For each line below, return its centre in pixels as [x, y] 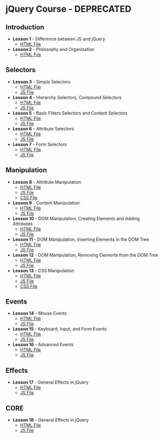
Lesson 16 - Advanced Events [43, 345]
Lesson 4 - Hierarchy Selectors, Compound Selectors [67, 97]
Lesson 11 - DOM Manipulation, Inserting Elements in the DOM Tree [81, 239]
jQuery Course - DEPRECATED [68, 9]
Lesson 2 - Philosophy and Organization [54, 49]
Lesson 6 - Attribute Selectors [43, 129]
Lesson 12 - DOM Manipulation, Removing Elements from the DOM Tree [85, 255]
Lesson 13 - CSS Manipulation [43, 270]
